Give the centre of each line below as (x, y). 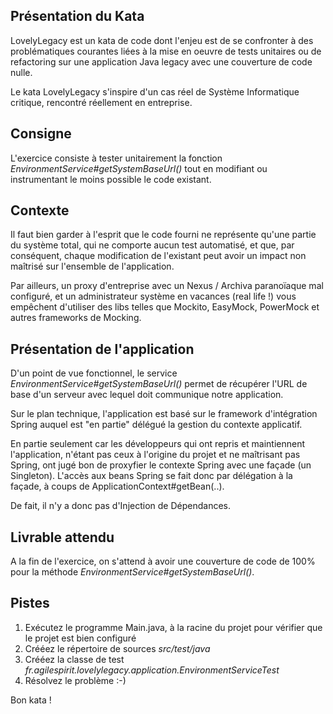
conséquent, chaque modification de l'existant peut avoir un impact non (158, 256)
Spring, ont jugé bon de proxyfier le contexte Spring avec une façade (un (161, 465)
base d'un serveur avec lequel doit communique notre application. (147, 395)
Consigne (41, 134)
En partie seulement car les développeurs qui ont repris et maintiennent (158, 444)
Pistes (30, 603)
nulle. (21, 72)
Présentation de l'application (102, 349)
